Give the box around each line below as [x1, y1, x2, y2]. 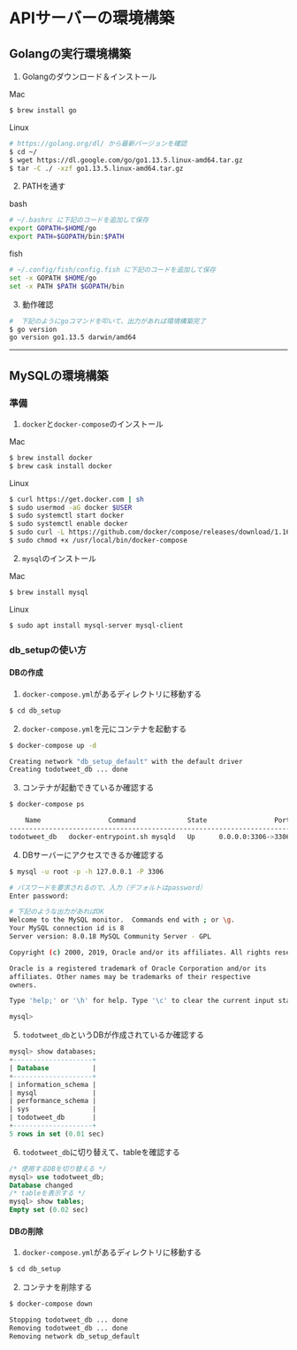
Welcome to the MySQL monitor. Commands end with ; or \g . [9, 915, 236, 925]
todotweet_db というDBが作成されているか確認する [21, 1030, 205, 1040]
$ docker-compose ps [9, 800, 86, 809]
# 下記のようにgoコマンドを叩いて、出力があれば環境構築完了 [9, 316, 206, 326]
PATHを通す [21, 181, 66, 191]
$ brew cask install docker [9, 461, 113, 470]
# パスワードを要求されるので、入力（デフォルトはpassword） [9, 883, 207, 892]
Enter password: [9, 891, 69, 900]
